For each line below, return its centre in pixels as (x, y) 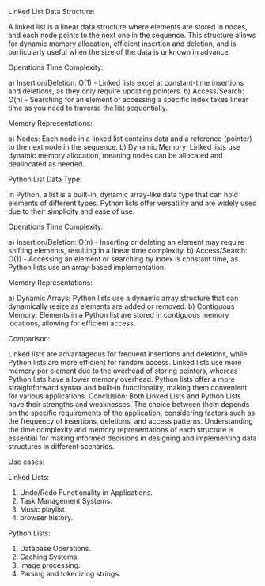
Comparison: (29, 339)
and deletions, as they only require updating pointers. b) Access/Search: (126, 91)
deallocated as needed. (47, 164)
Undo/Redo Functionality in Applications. (86, 493)
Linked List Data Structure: (51, 11)
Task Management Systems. (66, 501)
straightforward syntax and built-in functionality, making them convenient (128, 388)
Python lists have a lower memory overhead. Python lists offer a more (121, 379)
